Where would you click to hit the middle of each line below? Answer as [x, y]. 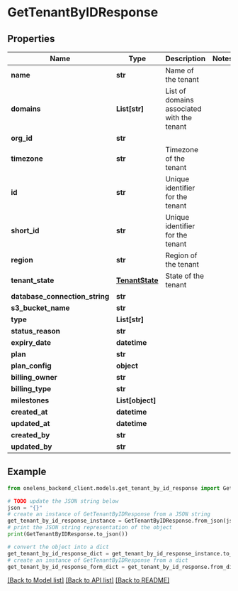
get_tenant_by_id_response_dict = [58, 553]
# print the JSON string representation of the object [90, 528]
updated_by [32, 447]
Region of [181, 255]
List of [176, 91]
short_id [25, 230]
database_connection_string [60, 296]
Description [186, 59]
